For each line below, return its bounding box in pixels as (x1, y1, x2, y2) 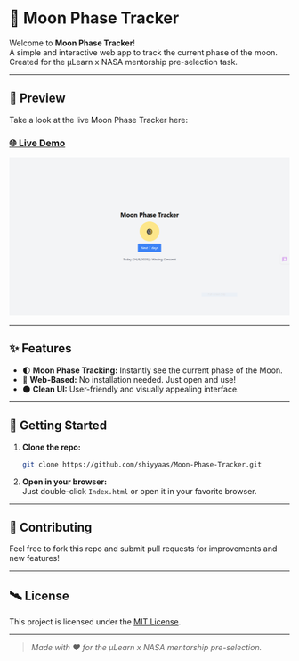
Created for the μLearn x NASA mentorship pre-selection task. (9, 56, 238, 67)
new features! (9, 553, 60, 564)
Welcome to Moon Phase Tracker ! (9, 37, 136, 48)
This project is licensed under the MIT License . (9, 616, 182, 627)
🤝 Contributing (9, 519, 93, 534)
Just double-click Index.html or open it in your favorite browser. (21, 485, 257, 496)
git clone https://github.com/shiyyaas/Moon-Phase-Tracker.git (21, 459, 263, 469)
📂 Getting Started (9, 418, 108, 434)
